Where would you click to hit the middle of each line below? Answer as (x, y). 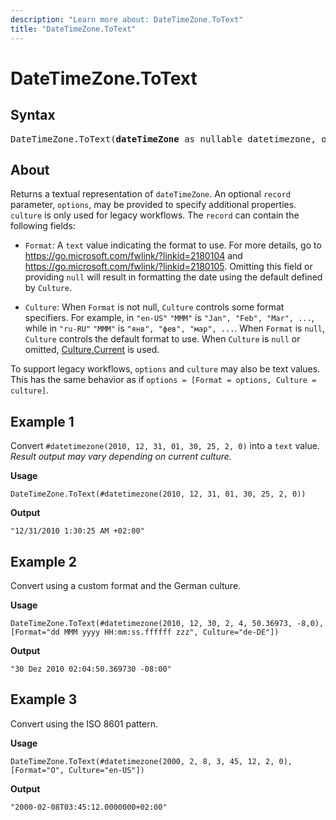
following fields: (43, 226)
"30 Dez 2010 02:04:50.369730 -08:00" (91, 669)
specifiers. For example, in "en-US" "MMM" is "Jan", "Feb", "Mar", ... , (169, 318)
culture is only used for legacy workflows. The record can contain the (155, 215)
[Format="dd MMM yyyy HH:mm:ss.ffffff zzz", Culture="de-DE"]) (145, 632)
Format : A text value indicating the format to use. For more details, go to (173, 245)
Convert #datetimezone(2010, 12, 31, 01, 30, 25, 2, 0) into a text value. (165, 446)
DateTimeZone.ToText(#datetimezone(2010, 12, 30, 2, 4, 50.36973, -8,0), (167, 623)
